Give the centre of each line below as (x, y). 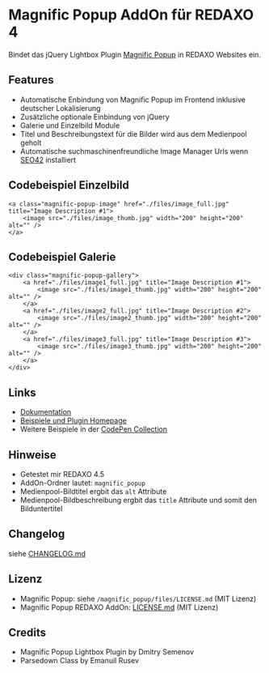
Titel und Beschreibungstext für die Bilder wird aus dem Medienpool (133, 134)
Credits (27, 633)
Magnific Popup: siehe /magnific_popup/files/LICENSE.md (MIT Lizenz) (138, 598)
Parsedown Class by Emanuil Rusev (80, 661)
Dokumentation (46, 412)
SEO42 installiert (48, 160)
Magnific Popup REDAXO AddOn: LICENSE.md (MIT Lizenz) (119, 607)
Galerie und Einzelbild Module (70, 125)
